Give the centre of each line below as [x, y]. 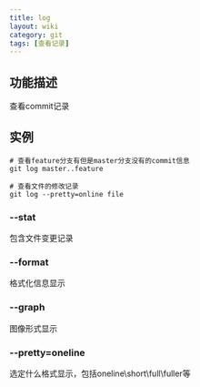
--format [29, 262]
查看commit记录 [40, 107]
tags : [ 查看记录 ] [40, 43]
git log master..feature [56, 168]
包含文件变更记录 [41, 239]
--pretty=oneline [47, 352]
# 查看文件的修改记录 [44, 186]
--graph [27, 308]
